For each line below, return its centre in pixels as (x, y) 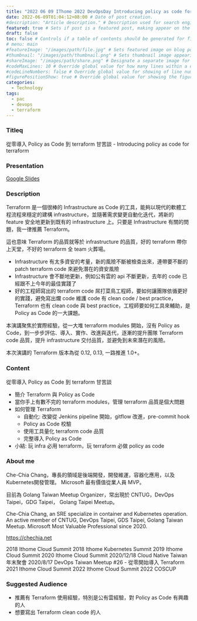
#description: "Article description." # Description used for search (93, 22)
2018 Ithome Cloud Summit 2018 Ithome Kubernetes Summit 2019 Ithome (94, 549)
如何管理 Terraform (38, 409)
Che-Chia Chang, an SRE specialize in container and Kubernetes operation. (97, 513)
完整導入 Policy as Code (52, 438)
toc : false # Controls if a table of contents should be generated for (95, 39)
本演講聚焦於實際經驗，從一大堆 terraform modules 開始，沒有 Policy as (93, 325)
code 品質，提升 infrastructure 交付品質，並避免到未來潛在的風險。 (87, 340)
